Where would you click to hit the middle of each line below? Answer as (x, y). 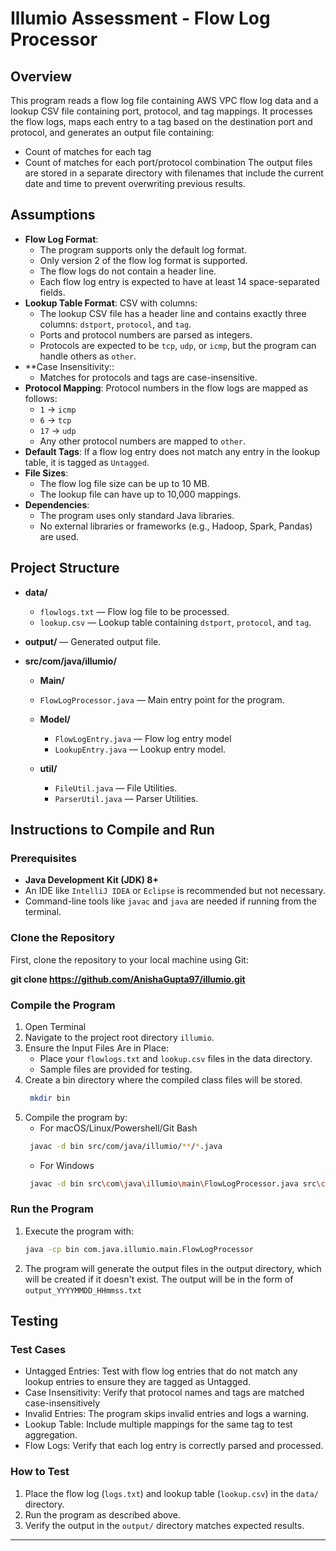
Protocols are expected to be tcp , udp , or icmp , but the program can (178, 345)
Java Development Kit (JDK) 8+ (91, 880)
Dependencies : (57, 504)
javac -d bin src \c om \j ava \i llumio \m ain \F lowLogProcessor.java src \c (177, 1183)
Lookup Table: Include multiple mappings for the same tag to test (158, 1424)
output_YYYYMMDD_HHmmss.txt (83, 1290)
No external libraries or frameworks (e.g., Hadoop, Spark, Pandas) (176, 526)
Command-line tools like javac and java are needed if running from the (170, 901)
